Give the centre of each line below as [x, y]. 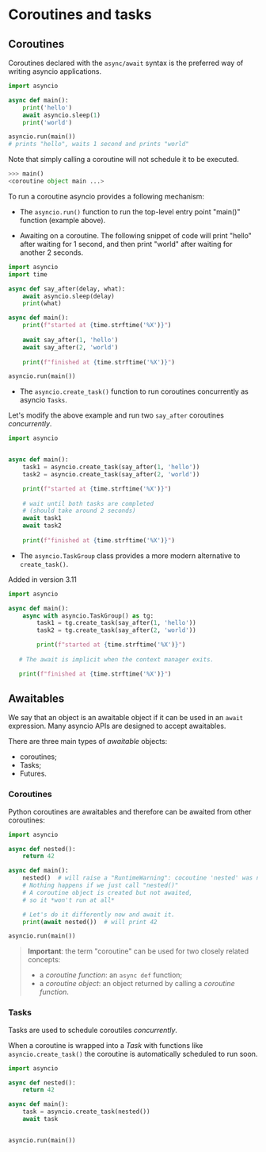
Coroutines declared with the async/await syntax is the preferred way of [126, 63]
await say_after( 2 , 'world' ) [70, 347]
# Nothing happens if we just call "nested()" [101, 886]
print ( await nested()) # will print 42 [90, 922]
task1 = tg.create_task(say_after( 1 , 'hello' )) [116, 623]
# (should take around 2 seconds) [79, 511]
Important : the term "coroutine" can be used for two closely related [138, 951]
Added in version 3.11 [43, 579]
